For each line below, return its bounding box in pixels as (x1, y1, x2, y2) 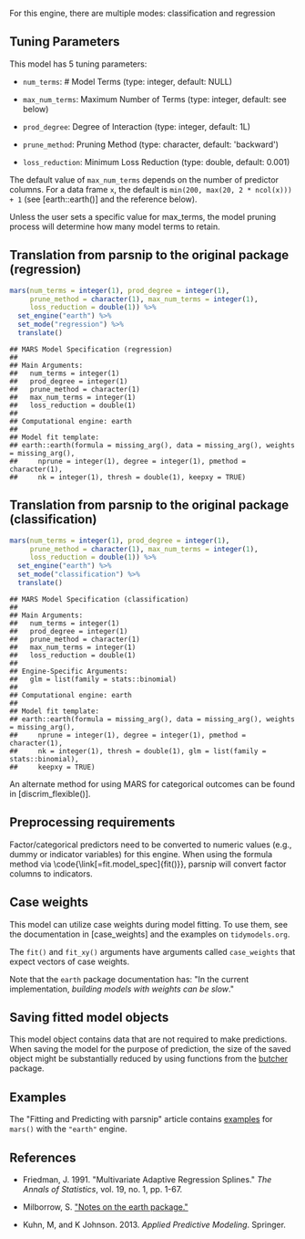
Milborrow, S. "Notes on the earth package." (22, 1202, 188, 1213)
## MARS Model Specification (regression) (9, 344, 173, 354)
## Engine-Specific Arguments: (9, 667, 128, 676)
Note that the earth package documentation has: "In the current (9, 973, 249, 984)
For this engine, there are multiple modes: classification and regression (9, 8, 276, 18)
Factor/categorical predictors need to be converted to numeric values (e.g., (9, 839, 292, 850)
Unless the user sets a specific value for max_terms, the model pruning (9, 211, 277, 222)
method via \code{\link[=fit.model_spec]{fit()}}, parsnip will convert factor (9, 858, 287, 869)
